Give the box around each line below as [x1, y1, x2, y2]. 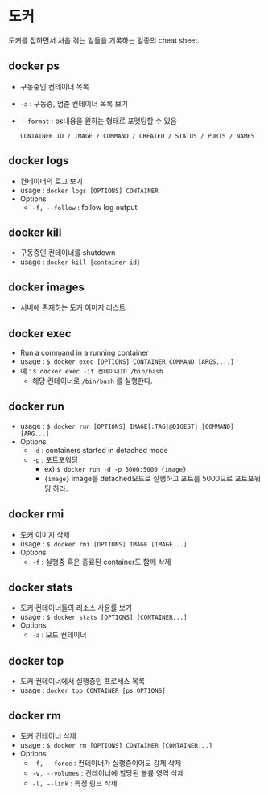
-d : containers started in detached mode [31, 445, 169, 455]
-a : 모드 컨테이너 [31, 630, 87, 640]
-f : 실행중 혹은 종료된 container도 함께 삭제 [31, 557, 171, 566]
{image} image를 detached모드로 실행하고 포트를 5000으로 [43, 473, 233, 483]
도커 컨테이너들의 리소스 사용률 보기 [19, 603, 133, 612]
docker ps [8, 60, 60, 73]
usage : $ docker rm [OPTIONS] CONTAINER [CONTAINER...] [19, 740, 213, 750]
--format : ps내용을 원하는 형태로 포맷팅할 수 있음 [19, 116, 177, 126]
